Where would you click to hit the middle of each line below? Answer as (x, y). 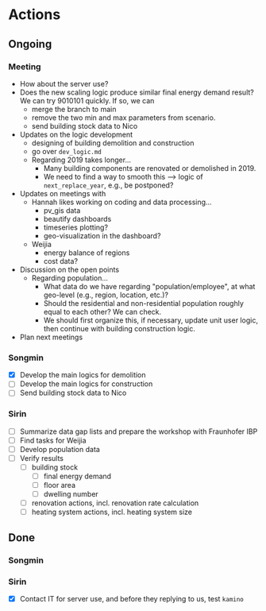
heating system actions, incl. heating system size (112, 512)
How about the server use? (64, 83)
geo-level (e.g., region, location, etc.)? (106, 295)
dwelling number (71, 494)
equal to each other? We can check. (102, 311)
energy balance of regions (87, 253)
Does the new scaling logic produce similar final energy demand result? (137, 92)
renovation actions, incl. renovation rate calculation (115, 503)
